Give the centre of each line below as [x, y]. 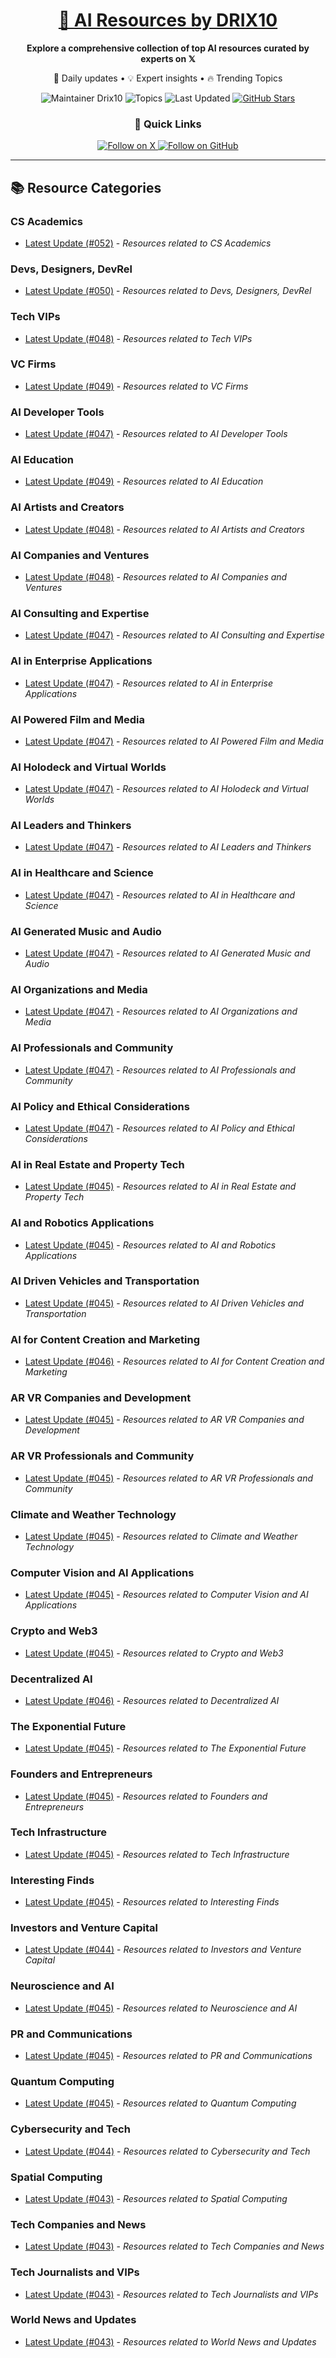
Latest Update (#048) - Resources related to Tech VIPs [138, 338]
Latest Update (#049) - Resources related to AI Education [144, 481]
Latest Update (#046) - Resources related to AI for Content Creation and [174, 1361]
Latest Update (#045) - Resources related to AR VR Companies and [164, 1420]
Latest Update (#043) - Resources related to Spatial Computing [156, 2198]
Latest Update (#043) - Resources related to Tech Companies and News [174, 2246]
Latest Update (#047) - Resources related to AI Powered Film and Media [174, 741]
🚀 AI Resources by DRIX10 [168, 20]
